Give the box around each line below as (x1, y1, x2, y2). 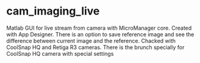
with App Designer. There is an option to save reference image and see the (6, 30, 195, 38)
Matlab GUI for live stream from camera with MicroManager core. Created (6, 24, 192, 31)
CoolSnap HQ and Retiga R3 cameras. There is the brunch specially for (6, 44, 185, 51)
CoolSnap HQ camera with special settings (6, 50, 114, 57)
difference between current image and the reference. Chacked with (6, 37, 176, 44)
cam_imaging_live (6, 4, 100, 18)
